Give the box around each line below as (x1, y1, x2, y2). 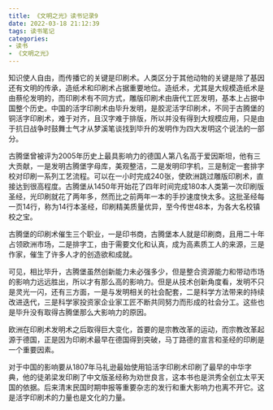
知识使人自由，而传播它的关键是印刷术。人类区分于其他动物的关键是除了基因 (8, 73, 265, 82)
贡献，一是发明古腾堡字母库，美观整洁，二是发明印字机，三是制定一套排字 (15, 162, 265, 170)
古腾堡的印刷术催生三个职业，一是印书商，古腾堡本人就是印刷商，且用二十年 (8, 229, 265, 239)
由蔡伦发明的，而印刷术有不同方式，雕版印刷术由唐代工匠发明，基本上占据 (8, 93, 258, 102)
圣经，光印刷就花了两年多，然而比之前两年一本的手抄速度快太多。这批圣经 (8, 192, 258, 201)
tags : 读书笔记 (8, 27, 55, 35)
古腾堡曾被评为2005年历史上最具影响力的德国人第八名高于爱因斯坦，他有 (8, 151, 254, 161)
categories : (8, 34, 49, 43)
